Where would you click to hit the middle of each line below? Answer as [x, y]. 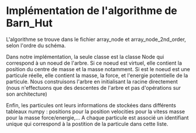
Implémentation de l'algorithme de [92, 11]
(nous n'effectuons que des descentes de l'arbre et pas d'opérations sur [94, 87]
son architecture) [27, 94]
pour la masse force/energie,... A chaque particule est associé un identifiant [97, 117]
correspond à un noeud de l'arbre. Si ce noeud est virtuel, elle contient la [94, 63]
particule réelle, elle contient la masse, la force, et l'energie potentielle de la [97, 75]
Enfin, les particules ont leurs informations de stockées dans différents [91, 105]
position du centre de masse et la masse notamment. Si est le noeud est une [98, 69]
